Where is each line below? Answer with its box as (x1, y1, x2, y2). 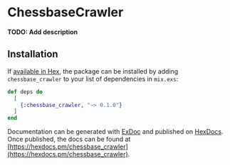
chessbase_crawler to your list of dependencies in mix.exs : (7, 74, 179, 83)
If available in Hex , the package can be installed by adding (7, 67, 179, 75)
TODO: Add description (7, 28, 78, 36)
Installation (7, 48, 58, 60)
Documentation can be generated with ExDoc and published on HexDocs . (7, 127, 224, 136)
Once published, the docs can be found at (7, 135, 131, 144)
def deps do (7, 88, 43, 96)
